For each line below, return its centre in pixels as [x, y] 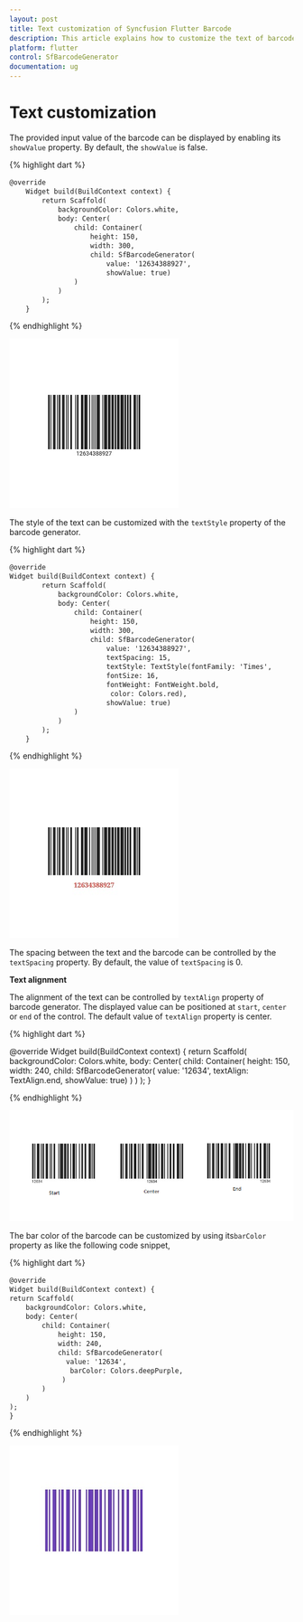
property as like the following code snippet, [90, 1245]
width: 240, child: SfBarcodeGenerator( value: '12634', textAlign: [129, 1070]
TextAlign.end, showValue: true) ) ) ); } [80, 1080]
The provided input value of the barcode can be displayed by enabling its [145, 137]
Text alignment [38, 979]
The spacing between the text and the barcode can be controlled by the [143, 952]
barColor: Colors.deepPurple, [126, 1371]
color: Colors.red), [148, 693]
